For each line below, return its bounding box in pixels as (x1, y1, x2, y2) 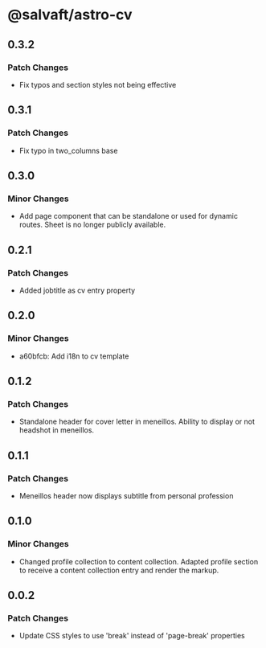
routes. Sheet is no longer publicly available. (18, 219, 166, 230)
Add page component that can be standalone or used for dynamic (18, 211, 239, 221)
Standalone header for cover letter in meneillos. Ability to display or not (18, 416, 255, 427)
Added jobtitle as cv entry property (18, 285, 136, 295)
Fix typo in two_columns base (18, 146, 118, 155)
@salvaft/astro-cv (7, 6, 133, 24)
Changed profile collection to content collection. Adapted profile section (18, 556, 259, 566)
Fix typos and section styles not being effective (18, 80, 177, 89)
